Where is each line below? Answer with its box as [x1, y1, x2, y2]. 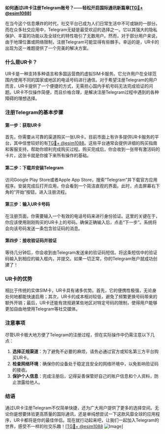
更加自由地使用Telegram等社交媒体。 [5, 306, 80, 312]
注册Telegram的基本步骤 [5, 109, 64, 116]
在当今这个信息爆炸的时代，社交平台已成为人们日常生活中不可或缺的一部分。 [5, 21, 160, 26]
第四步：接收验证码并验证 [5, 238, 57, 244]
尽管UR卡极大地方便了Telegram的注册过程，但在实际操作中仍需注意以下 [5, 331, 151, 337]
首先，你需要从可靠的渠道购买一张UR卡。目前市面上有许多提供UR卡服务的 [5, 134, 155, 140]
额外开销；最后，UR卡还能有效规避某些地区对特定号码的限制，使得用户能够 [5, 300, 158, 306]
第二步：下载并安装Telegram [5, 165, 64, 171]
